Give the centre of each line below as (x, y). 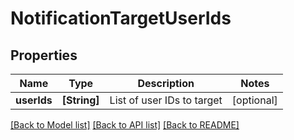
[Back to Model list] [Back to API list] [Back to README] (125, 125)
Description (166, 83)
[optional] (254, 100)
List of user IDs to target (166, 100)
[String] (80, 100)
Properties (44, 55)
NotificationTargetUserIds (121, 18)
